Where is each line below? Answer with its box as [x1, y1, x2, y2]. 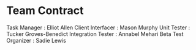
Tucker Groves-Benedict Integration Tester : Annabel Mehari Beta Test [6, 30, 184, 37]
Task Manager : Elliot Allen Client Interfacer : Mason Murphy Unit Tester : [6, 24, 190, 31]
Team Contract [6, 4, 84, 18]
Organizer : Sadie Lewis [6, 37, 66, 44]
